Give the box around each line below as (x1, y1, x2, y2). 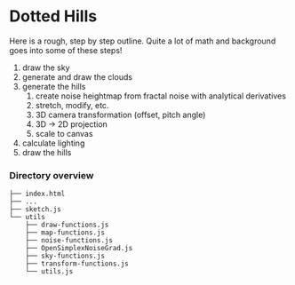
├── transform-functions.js (25, 259, 129, 268)
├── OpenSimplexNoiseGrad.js (25, 244, 133, 253)
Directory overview (9, 169, 94, 181)
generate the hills (21, 81, 86, 91)
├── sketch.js (9, 205, 62, 214)
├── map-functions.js (25, 228, 105, 237)
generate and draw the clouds (21, 71, 133, 82)
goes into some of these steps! (9, 44, 123, 55)
